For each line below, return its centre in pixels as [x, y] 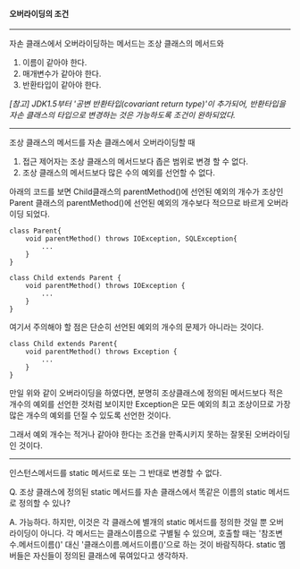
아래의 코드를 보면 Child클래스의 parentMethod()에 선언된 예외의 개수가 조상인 [146, 191]
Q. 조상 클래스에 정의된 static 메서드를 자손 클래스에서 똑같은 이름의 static [138, 492]
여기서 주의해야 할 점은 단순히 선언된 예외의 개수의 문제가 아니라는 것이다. [137, 327]
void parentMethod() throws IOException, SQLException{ [132, 239]
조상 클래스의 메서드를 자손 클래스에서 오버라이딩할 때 [102, 142]
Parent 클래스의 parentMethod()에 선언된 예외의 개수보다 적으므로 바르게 [137, 203]
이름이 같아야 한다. [54, 63]
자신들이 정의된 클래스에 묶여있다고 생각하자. [110, 556]
